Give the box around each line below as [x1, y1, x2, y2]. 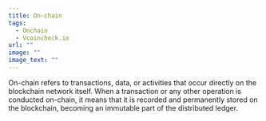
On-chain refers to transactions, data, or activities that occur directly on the [8, 77, 257, 88]
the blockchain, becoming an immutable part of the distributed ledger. [8, 103, 238, 112]
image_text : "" [8, 57, 59, 64]
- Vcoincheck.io [15, 33, 69, 42]
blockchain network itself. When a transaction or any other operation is [8, 86, 242, 96]
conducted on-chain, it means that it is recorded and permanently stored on [8, 95, 258, 104]
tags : [8, 19, 26, 27]
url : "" [8, 41, 34, 49]
